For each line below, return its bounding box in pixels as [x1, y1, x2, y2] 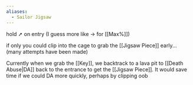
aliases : [6, 8, 28, 15]
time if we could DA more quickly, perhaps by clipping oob [6, 72, 149, 79]
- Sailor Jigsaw [11, 14, 51, 20]
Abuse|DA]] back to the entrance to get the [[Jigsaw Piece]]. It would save [6, 66, 188, 73]
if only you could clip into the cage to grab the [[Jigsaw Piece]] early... [6, 42, 177, 49]
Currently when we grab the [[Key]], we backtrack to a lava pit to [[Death [6, 60, 184, 67]
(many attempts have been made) [6, 48, 89, 55]
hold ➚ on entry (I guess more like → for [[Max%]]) [6, 30, 130, 37]
